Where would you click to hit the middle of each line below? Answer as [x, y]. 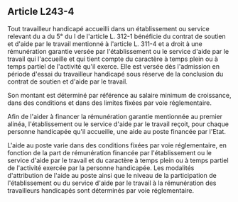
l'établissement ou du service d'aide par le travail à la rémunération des [112, 183]
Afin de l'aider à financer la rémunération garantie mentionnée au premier [115, 116]
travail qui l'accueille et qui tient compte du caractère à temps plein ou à [113, 59]
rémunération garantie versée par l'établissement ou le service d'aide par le [118, 51]
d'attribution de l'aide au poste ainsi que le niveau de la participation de [112, 175]
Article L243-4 [41, 12]
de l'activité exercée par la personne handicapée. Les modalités [101, 168]
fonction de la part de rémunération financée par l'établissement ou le [109, 152]
